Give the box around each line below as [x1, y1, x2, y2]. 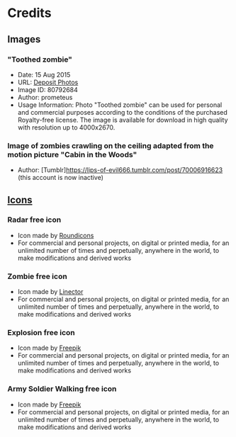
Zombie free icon [7, 271, 67, 281]
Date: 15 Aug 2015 [17, 70, 71, 79]
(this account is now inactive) [17, 174, 104, 182]
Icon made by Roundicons [17, 231, 94, 239]
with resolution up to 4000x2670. [17, 123, 116, 132]
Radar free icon [7, 215, 62, 225]
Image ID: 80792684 [17, 85, 78, 93]
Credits [7, 5, 52, 21]
